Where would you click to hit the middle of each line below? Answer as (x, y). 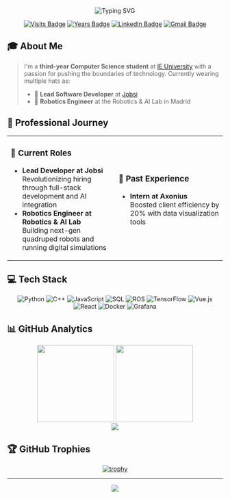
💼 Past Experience (154, 179)
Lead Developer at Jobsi (63, 170)
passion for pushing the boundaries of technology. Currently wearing (121, 73)
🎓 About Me (35, 46)
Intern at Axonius (159, 196)
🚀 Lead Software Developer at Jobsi (86, 94)
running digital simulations (65, 247)
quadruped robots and (58, 239)
